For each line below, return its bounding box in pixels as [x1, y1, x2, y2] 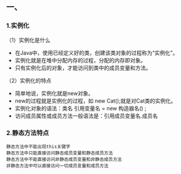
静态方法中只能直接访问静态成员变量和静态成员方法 [6, 150, 113, 156]
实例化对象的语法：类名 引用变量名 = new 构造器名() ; [14, 104, 146, 112]
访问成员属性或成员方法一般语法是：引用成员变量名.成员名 [14, 112, 158, 119]
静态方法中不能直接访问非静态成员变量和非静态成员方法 [6, 156, 122, 163]
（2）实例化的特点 [6, 77, 52, 84]
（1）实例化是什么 [6, 36, 51, 43]
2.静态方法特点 [6, 128, 49, 137]
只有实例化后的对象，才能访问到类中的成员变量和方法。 [14, 64, 151, 71]
